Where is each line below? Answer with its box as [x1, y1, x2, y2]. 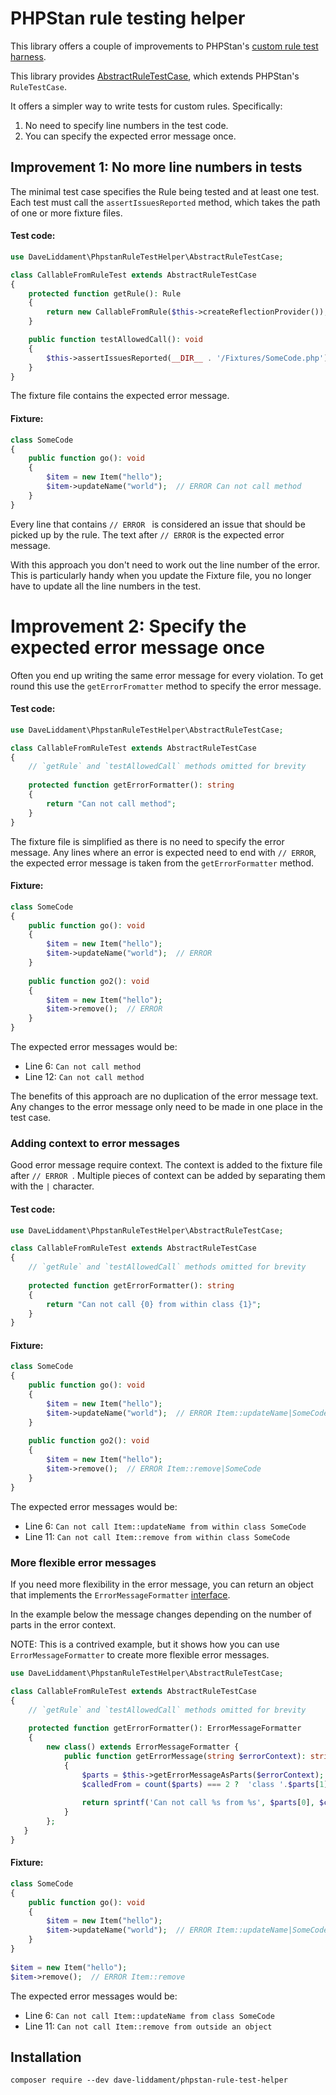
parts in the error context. [10, 1619, 117, 1631]
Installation [10, 2048, 82, 2066]
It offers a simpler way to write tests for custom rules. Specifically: [10, 100, 283, 112]
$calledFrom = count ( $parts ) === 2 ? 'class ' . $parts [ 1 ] [81, 1779, 329, 1789]
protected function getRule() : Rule [28, 288, 182, 299]
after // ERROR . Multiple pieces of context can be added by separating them [10, 1170, 326, 1182]
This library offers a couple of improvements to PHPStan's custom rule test [10, 40, 319, 52]
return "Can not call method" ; [46, 798, 177, 809]
